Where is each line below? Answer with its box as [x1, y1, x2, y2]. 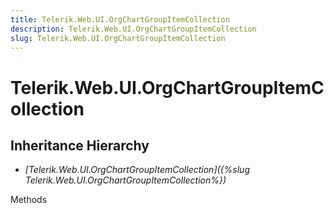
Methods [10, 194, 48, 206]
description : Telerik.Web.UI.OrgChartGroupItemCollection [10, 24, 257, 34]
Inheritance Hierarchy [10, 137, 150, 154]
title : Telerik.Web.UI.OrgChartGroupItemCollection [10, 14, 230, 25]
